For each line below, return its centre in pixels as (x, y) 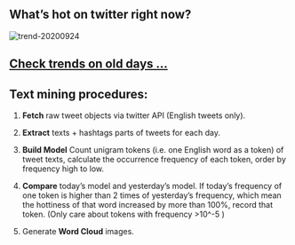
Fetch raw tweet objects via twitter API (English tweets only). (134, 115)
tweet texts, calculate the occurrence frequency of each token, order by (154, 160)
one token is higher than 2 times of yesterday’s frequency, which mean (151, 195)
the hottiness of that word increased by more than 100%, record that (147, 205)
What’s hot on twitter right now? (100, 15)
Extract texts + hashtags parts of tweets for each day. (121, 133)
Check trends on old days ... (89, 64)
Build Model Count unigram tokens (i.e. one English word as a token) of (153, 150)
